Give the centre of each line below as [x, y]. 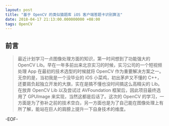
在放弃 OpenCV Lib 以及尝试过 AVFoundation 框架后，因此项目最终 [87, 90]
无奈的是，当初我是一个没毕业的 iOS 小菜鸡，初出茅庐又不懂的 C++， [90, 78]
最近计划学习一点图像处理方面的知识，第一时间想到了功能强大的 [84, 59]
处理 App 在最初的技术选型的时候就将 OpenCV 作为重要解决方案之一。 [91, 72]
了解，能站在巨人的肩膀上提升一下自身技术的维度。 [75, 109]
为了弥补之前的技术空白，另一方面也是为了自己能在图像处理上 [95, 103]
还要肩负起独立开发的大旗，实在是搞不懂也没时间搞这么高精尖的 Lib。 [90, 84]
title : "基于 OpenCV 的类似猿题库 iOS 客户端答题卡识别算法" [64, 15]
